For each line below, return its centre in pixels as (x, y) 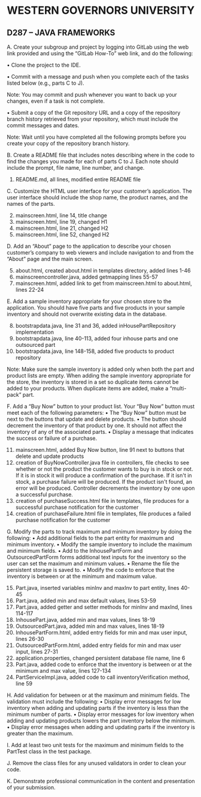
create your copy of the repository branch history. (68, 143)
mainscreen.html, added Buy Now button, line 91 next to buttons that (100, 450)
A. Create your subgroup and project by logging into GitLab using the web (98, 47)
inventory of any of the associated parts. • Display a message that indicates (100, 432)
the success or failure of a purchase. (52, 438)
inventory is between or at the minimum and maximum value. (82, 576)
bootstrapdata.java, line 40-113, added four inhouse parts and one (97, 338)
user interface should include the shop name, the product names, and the (97, 197)
